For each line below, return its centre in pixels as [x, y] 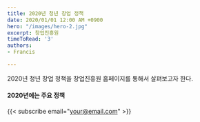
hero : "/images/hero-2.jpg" [48, 26]
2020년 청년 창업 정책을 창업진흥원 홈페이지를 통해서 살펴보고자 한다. [100, 78]
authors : [20, 45]
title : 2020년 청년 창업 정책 [46, 13]
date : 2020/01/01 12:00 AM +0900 [55, 20]
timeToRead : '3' [30, 39]
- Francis [21, 52]
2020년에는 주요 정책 [36, 95]
